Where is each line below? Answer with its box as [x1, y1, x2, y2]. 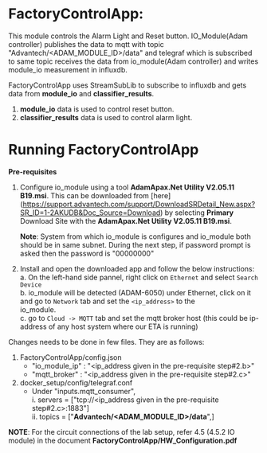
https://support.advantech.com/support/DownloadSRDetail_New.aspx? [22, 199, 256, 209]
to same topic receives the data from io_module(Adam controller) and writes [8, 57, 259, 66]
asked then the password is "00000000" [19, 248, 155, 258]
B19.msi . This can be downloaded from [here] [19, 190, 171, 200]
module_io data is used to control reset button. [19, 104, 175, 114]
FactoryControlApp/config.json [19, 352, 122, 362]
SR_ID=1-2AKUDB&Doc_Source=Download [19, 208, 161, 217]
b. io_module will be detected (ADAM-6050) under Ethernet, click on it [19, 287, 251, 297]
